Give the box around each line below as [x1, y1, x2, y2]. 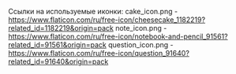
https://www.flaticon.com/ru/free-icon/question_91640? [8, 49, 189, 57]
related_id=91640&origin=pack [8, 57, 109, 66]
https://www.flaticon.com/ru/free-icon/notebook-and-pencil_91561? [8, 31, 228, 41]
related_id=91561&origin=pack [8, 40, 107, 50]
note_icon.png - [115, 24, 167, 32]
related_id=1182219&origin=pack [8, 24, 114, 32]
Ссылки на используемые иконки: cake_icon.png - [8, 7, 178, 16]
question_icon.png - [107, 40, 174, 50]
